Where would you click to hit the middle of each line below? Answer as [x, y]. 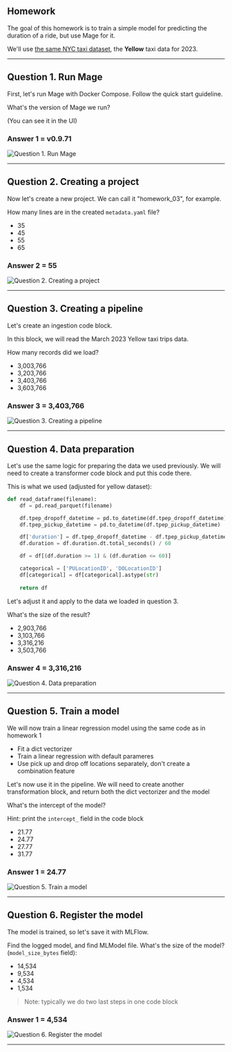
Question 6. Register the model [75, 915]
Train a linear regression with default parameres [85, 756]
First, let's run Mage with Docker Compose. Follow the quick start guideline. [115, 93]
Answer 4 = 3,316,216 [44, 668]
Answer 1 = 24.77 [37, 872]
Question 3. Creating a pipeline [75, 309]
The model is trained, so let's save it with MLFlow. [78, 931]
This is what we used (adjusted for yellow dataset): [79, 486]
